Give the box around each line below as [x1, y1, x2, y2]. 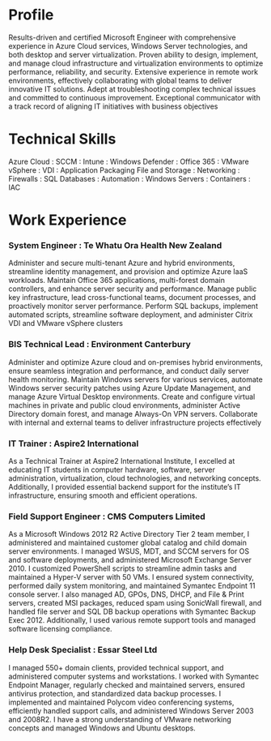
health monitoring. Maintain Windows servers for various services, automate [8, 375, 263, 384]
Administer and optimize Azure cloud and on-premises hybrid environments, [8, 357, 263, 366]
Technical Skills [8, 130, 116, 148]
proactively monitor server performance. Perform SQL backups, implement [8, 302, 259, 311]
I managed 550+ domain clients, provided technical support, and [8, 662, 224, 672]
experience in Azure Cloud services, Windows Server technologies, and [8, 41, 248, 50]
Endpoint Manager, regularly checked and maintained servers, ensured [8, 679, 245, 690]
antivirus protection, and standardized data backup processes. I [8, 688, 222, 698]
